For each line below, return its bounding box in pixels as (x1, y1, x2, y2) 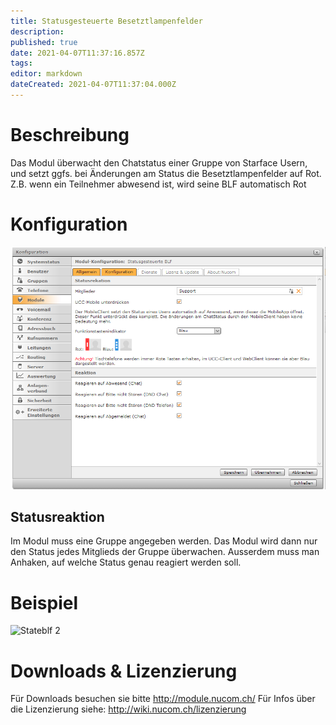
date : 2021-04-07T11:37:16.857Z (10, 48, 145, 58)
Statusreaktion (10, 508, 105, 525)
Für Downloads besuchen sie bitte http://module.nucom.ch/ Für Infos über (10, 693, 316, 705)
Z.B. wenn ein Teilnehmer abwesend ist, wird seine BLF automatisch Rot (10, 178, 307, 190)
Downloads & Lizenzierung (10, 660, 238, 682)
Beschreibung (10, 124, 130, 147)
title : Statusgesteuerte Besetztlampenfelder (10, 16, 203, 26)
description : (10, 26, 65, 37)
